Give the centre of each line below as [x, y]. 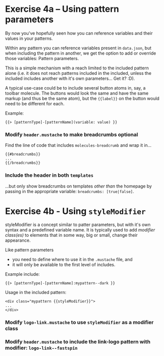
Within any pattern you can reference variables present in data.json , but [78, 48]
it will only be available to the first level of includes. [64, 265]
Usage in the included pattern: [36, 292]
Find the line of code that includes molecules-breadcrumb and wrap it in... [78, 145]
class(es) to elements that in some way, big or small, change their [71, 235]
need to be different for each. [35, 103]
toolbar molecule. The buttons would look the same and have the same [77, 93]
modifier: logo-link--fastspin [41, 348]
